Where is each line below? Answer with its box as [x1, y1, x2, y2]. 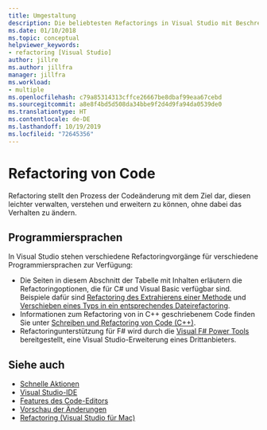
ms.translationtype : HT [8, 108, 87, 116]
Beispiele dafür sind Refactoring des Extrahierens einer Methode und [19, 292, 246, 303]
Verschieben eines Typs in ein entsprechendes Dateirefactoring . [19, 301, 230, 311]
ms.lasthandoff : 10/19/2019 [8, 123, 102, 131]
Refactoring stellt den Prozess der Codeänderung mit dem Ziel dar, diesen [8, 190, 251, 200]
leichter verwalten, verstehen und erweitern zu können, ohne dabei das [8, 199, 242, 209]
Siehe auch [8, 358, 65, 371]
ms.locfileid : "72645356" [8, 130, 94, 138]
